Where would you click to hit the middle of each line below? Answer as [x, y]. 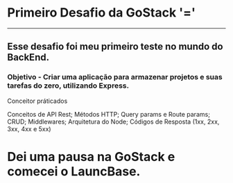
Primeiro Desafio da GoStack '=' [102, 13]
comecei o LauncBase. [74, 171]
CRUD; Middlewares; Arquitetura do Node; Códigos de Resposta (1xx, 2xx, [113, 122]
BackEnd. [28, 58]
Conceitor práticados [37, 101]
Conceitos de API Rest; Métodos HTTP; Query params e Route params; [109, 114]
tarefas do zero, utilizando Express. [68, 86]
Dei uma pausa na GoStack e [91, 156]
